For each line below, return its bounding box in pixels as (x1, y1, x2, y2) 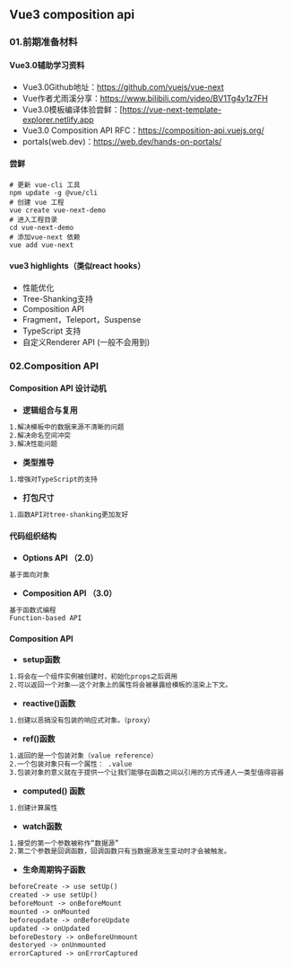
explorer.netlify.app (22, 114, 94, 125)
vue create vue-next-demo (9, 206, 106, 215)
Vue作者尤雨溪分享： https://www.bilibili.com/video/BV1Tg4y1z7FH (22, 93, 269, 103)
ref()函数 (22, 733, 56, 744)
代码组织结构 (9, 530, 56, 542)
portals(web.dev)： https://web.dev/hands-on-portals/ (22, 136, 222, 146)
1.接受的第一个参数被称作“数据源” (9, 838, 119, 847)
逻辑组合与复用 (22, 404, 78, 416)
